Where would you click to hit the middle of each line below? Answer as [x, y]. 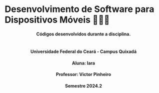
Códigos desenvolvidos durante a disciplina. [83, 34]
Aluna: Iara [83, 63]
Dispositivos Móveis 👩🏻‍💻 [57, 20]
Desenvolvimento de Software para [79, 9]
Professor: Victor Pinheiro [83, 74]
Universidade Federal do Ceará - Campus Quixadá [83, 51]
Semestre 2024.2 [83, 85]
